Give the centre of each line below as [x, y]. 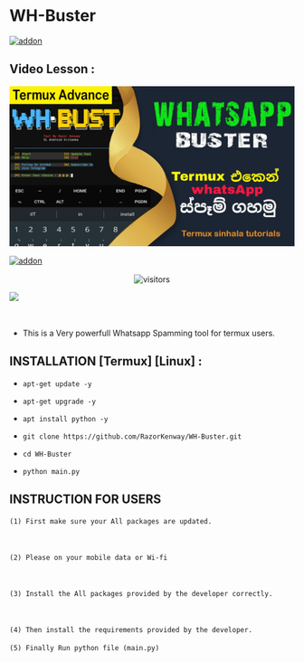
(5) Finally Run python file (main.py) [85, 648]
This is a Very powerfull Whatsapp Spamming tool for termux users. [149, 333]
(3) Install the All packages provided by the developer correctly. [141, 593]
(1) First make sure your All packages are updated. [111, 521]
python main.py [51, 471]
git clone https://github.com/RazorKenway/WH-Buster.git [132, 436]
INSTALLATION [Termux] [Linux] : [106, 361]
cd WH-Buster [47, 454]
